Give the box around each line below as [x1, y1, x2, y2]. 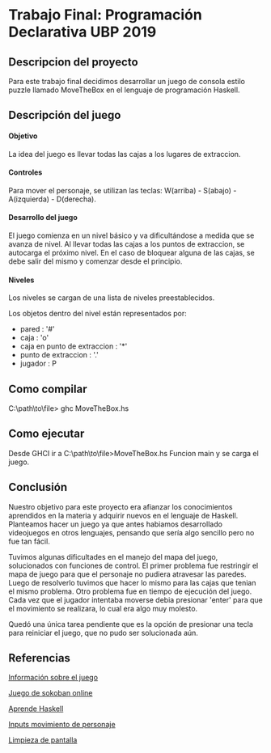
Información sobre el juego [8, 673, 99, 683]
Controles [8, 167, 43, 177]
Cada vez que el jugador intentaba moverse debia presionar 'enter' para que [8, 594, 263, 604]
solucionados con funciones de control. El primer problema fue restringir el [8, 561, 259, 570]
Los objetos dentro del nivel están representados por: [8, 309, 188, 319]
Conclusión [8, 480, 68, 494]
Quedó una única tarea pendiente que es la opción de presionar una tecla [8, 619, 253, 628]
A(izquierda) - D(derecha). [8, 194, 97, 204]
